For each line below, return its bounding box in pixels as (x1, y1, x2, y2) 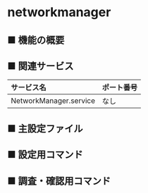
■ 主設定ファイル (7, 123, 83, 135)
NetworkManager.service (11, 96, 96, 106)
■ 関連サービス (7, 60, 74, 72)
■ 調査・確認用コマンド (7, 175, 111, 187)
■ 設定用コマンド (7, 149, 83, 161)
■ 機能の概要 (7, 34, 65, 46)
